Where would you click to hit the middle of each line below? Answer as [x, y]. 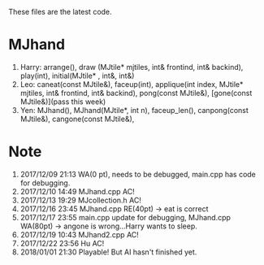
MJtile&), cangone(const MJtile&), [77, 119]
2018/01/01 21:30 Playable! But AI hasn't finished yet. [108, 252]
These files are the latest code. [60, 12]
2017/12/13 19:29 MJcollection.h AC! [81, 200]
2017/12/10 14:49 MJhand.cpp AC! [78, 191]
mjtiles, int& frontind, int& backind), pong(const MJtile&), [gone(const [136, 93]
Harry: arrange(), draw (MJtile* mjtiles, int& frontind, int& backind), [132, 67]
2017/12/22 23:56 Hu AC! [62, 243]
